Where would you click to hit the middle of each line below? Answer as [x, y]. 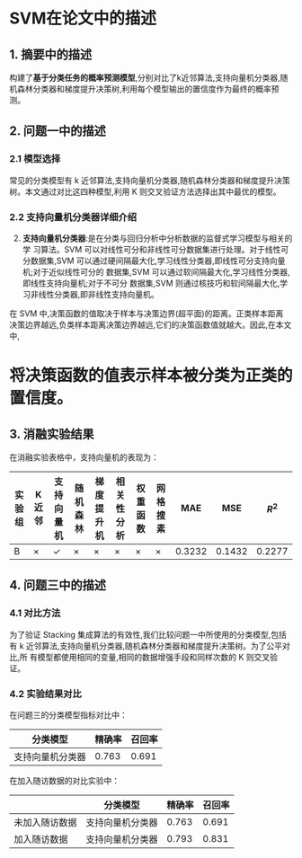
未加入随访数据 [46, 822]
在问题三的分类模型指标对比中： [68, 714]
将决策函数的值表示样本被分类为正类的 [151, 376]
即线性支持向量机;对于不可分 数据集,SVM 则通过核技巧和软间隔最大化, [151, 283]
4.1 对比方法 [35, 614]
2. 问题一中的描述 [58, 131]
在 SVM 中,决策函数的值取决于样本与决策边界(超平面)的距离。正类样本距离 [147, 313]
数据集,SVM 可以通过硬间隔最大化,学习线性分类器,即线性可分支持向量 [158, 261]
